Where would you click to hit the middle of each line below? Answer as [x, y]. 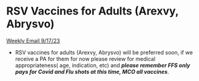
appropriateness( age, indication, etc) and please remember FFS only [103, 65]
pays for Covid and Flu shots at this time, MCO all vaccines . [92, 71]
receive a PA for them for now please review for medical [85, 59]
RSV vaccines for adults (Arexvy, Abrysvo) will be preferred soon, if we [104, 52]
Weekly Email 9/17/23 [33, 40]
